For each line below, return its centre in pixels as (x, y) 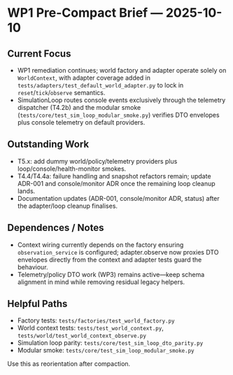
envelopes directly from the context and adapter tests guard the (110, 260)
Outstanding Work (48, 144)
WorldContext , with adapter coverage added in (84, 78)
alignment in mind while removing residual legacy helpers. (101, 282)
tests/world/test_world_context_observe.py (82, 336)
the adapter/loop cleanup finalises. (67, 206)
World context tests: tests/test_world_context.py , (91, 328)
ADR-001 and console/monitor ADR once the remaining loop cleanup (116, 183)
